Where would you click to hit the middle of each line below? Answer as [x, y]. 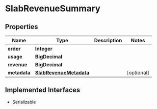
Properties [22, 27]
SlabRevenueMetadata [62, 73]
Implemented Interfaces [43, 90]
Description [108, 41]
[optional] [138, 73]
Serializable [24, 102]
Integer [44, 49]
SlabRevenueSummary [53, 9]
